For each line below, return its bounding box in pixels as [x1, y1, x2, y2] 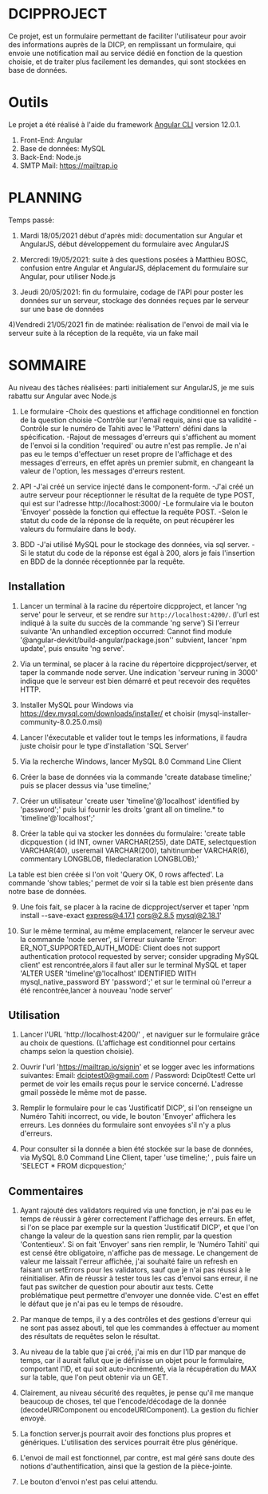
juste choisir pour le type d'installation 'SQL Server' [19, 741, 189, 750]
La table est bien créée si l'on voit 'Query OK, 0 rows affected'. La [8, 869, 224, 879]
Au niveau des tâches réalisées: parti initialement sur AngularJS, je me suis [8, 382, 255, 392]
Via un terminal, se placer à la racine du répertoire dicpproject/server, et [19, 659, 258, 669]
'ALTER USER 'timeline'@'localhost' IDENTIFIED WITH [19, 969, 197, 978]
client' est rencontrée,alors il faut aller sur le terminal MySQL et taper [19, 960, 247, 969]
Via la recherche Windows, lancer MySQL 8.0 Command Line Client [19, 757, 242, 766]
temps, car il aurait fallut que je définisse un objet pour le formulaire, [19, 1356, 245, 1365]
